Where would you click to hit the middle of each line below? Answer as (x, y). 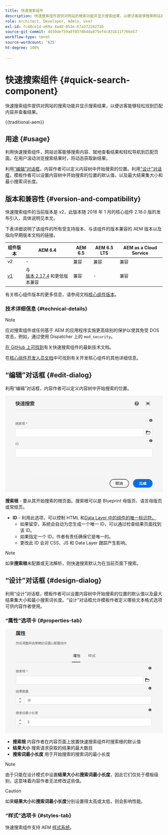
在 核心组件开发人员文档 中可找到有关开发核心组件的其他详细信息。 (73, 358)
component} (32, 91)
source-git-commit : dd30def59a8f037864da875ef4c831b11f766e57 (71, 32)
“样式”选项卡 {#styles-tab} (38, 815)
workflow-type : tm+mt (28, 37)
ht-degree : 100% (22, 48)
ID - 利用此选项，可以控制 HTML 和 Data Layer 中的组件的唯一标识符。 (84, 517)
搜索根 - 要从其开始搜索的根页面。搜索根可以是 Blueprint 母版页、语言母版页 (84, 500)
